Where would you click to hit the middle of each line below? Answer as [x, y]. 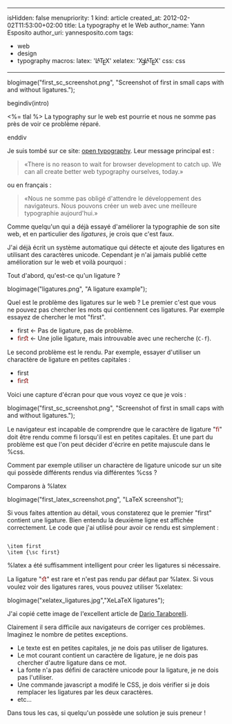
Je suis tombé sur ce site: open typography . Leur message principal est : [111, 150]
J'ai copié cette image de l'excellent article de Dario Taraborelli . [98, 613]
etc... [25, 699]
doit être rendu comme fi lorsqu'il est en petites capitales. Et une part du [110, 436]
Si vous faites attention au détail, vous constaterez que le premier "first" [109, 513]
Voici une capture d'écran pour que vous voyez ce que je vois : [97, 394]
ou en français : [29, 185]
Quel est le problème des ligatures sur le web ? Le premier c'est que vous [112, 302]
